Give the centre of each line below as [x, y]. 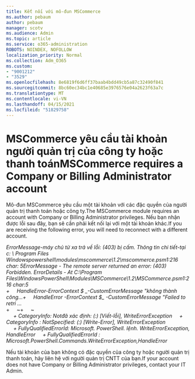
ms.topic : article [28, 39]
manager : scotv [25, 28]
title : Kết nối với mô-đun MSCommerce [53, 11]
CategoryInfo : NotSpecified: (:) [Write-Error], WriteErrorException [86, 322]
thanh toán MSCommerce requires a [95, 163]
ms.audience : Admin [30, 33]
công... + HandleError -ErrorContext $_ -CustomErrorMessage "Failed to [96, 297]
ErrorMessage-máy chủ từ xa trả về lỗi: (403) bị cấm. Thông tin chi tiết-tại [96, 248]
